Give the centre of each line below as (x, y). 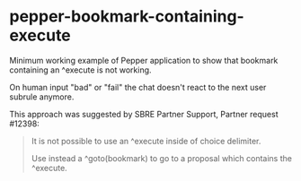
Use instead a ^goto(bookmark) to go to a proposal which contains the (161, 158)
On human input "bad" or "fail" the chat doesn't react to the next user (138, 87)
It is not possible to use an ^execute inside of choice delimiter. (146, 141)
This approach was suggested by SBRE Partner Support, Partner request (144, 114)
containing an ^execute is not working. (80, 70)
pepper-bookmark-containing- (127, 17)
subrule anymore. (42, 97)
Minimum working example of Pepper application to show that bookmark (144, 60)
